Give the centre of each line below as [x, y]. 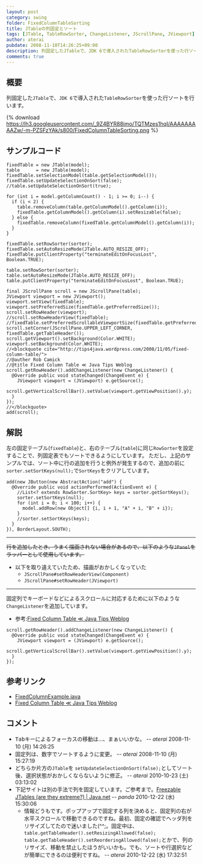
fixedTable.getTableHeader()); [45, 334]
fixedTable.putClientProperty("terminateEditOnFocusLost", [82, 255]
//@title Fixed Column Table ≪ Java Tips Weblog [69, 365]
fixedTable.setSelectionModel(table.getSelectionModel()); [82, 176]
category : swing [26, 17]
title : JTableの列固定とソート [42, 29]
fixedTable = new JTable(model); [48, 165]
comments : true [25, 57]
